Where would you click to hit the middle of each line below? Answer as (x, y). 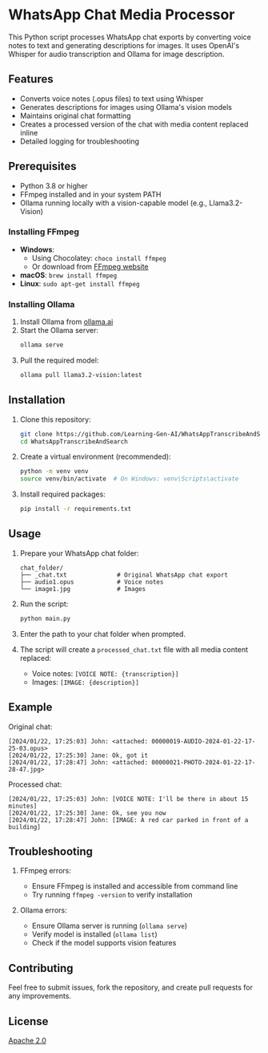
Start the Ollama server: (59, 330)
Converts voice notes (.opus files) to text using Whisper (112, 99)
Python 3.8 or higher (54, 185)
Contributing (41, 968)
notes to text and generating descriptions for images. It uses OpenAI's (124, 45)
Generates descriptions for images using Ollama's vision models (126, 107)
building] (25, 827)
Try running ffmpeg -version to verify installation (112, 895)
